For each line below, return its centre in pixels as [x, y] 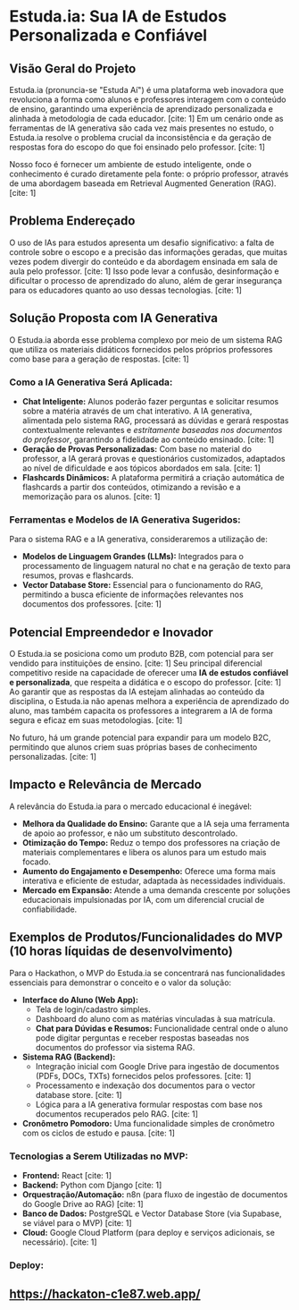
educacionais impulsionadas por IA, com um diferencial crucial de [143, 899]
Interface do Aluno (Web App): [80, 1000]
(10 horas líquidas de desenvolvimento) [121, 952]
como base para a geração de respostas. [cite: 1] [99, 359]
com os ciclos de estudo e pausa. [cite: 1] [99, 1133]
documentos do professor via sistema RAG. [115, 1047]
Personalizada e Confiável [108, 35]
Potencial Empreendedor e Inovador [112, 632]
